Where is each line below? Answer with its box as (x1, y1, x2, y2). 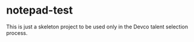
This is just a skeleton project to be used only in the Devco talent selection (6, 23, 189, 30)
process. (6, 29, 28, 36)
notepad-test (6, 4, 73, 17)
